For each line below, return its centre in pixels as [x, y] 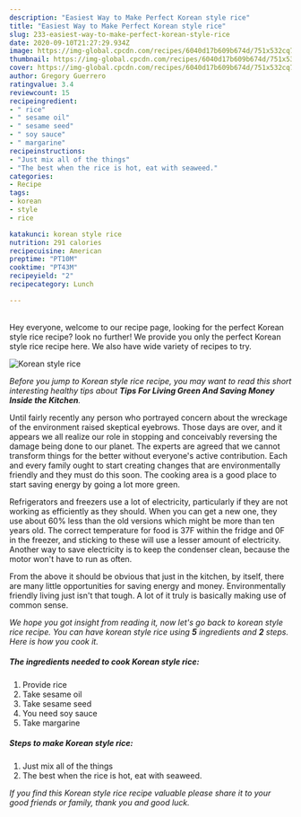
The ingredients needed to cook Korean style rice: [104, 662]
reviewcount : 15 [39, 92]
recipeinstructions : [48, 151]
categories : [31, 176]
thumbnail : [30, 59]
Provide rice [44, 684]
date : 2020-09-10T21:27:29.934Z [69, 43]
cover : [21, 68]
